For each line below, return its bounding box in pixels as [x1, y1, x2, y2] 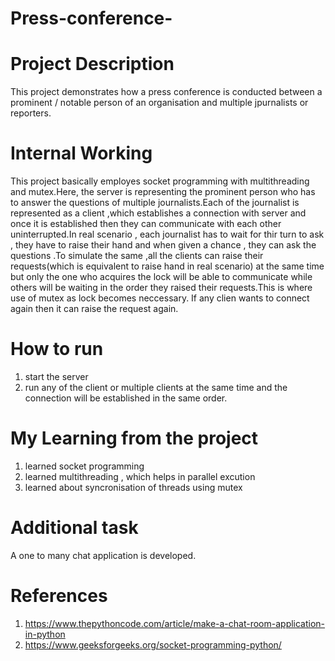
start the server [24, 371, 89, 382]
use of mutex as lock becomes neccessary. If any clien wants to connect [10, 292, 310, 304]
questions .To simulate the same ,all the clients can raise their [10, 250, 264, 262]
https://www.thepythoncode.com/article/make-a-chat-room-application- [24, 617, 326, 629]
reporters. [10, 107, 52, 119]
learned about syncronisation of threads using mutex [24, 481, 243, 493]
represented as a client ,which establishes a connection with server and [10, 207, 307, 219]
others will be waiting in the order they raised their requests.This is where [10, 282, 313, 294]
